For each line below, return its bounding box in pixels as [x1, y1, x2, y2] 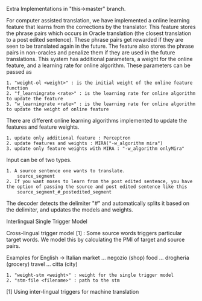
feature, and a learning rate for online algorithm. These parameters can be [6, 62, 191, 69]
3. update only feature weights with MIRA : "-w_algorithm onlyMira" [6, 146, 185, 152]
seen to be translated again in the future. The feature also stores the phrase [6, 42, 194, 50]
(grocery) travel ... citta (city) [6, 261, 78, 268]
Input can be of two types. [6, 157, 72, 163]
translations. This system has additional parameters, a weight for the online [6, 56, 193, 62]
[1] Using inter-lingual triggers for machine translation [6, 288, 139, 295]
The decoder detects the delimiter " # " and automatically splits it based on [6, 199, 190, 207]
